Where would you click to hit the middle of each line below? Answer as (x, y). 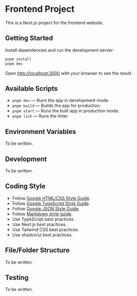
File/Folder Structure (37, 250)
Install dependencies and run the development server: (59, 50)
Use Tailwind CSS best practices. (46, 230)
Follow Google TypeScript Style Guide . (51, 203)
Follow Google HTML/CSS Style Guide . (51, 198)
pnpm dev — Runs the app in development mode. (61, 100)
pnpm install (18, 59)
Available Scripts (31, 88)
